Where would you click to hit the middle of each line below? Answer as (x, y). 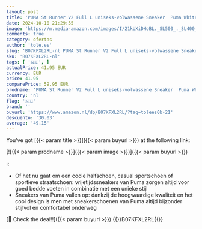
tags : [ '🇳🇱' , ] (28, 62)
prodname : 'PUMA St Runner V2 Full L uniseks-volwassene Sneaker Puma (98, 90)
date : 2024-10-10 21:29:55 (40, 23)
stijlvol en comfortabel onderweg (56, 208)
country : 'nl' (24, 95)
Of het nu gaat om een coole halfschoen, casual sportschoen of (94, 176)
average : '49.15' (28, 123)
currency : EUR (24, 73)
